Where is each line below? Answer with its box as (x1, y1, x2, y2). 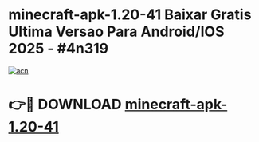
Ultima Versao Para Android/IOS (8, 22, 225, 41)
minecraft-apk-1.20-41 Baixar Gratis (8, 6, 252, 24)
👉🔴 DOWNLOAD (8, 96, 122, 113)
